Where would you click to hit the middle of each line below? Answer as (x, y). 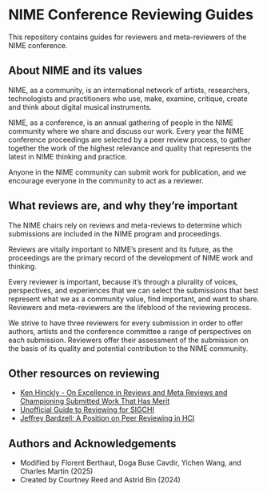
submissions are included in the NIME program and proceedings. (115, 233)
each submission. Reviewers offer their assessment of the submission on (129, 340)
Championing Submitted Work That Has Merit (95, 401)
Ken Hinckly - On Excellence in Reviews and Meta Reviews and (124, 393)
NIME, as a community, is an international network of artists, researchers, (129, 90)
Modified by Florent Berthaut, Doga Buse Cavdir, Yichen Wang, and (130, 463)
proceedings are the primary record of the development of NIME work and (131, 257)
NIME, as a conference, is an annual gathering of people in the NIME (121, 123)
